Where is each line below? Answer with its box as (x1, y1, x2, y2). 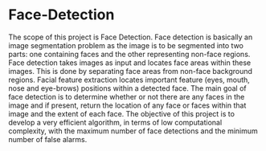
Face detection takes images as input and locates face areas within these (8, 58, 252, 67)
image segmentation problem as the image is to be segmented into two (8, 40, 243, 50)
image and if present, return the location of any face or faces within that (8, 100, 247, 110)
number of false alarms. (8, 134, 88, 144)
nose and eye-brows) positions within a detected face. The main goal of (8, 83, 247, 93)
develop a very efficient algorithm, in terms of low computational (8, 117, 223, 127)
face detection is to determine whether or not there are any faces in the (8, 92, 245, 101)
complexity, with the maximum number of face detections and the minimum (8, 126, 259, 136)
